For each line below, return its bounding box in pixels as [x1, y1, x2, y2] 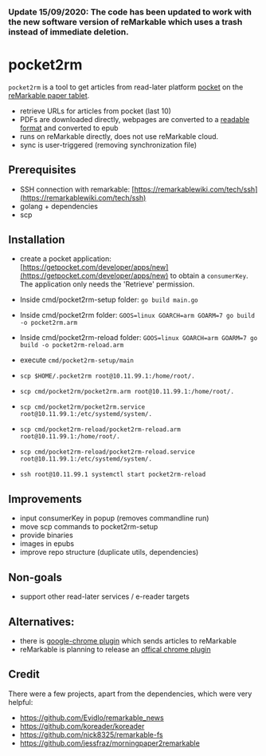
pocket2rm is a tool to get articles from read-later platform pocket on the [8, 82, 244, 92]
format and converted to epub [19, 123, 119, 133]
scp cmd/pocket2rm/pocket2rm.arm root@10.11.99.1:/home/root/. [19, 388, 235, 396]
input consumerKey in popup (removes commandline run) [19, 513, 209, 523]
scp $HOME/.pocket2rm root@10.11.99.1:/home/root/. [19, 372, 195, 381]
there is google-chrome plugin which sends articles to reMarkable [19, 635, 237, 645]
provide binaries [19, 530, 73, 540]
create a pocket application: [19, 254, 111, 263]
